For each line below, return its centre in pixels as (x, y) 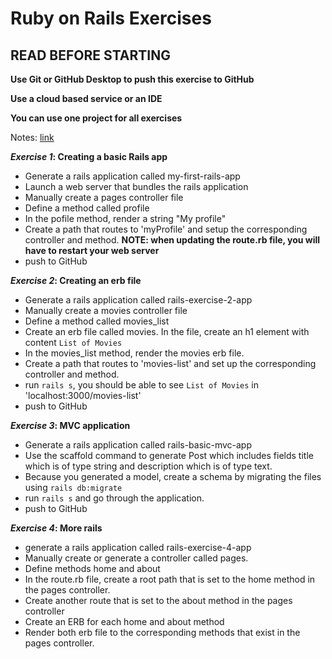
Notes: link (32, 137)
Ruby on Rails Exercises (111, 18)
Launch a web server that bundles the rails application (136, 186)
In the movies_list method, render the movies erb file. (134, 353)
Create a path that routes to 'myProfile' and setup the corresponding (166, 229)
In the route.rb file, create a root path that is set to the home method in (170, 579)
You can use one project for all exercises (96, 118)
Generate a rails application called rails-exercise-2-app (138, 300)
